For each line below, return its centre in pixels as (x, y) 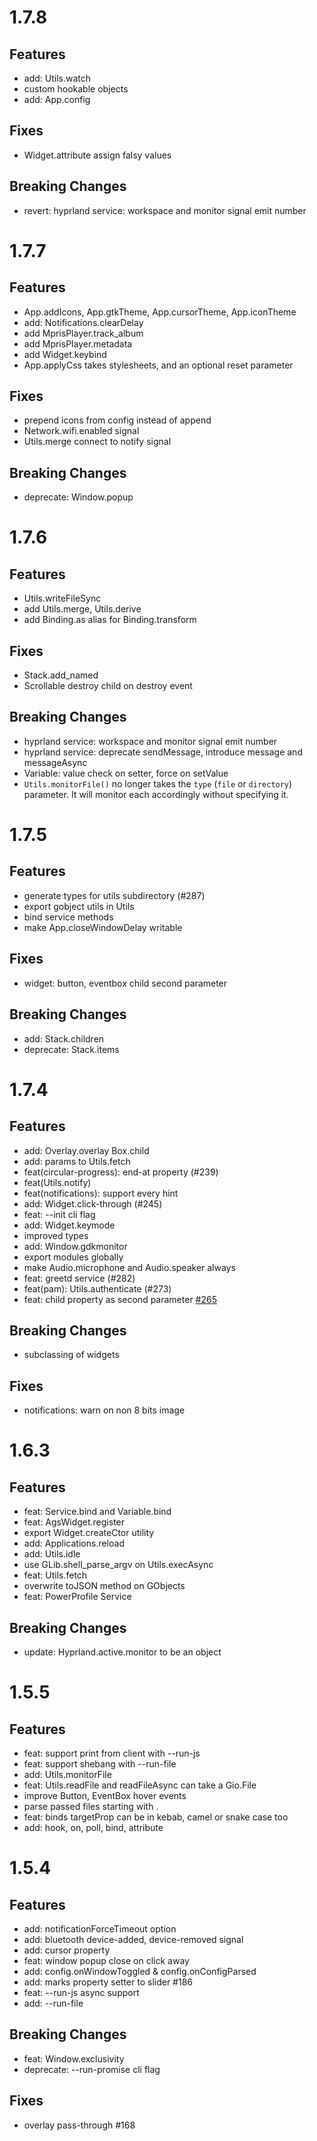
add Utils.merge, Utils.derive (82, 609)
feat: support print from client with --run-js (112, 1753)
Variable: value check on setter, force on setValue (126, 773)
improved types (56, 1235)
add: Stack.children (64, 1038)
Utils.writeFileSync (62, 598)
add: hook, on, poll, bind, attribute (93, 1827)
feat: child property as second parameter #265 (120, 1299)
